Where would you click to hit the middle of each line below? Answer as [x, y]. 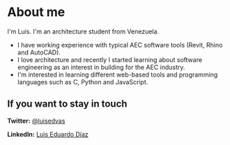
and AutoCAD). [39, 52]
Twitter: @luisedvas [36, 121]
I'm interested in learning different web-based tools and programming [117, 75]
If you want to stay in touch [67, 104]
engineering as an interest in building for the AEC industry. [101, 67]
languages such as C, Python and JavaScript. [83, 82]
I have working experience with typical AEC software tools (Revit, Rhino [120, 45]
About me [36, 12]
